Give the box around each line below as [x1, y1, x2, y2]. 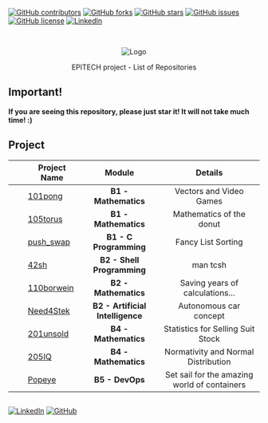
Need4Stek [27, 305, 70, 316]
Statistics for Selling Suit [163, 323, 255, 334]
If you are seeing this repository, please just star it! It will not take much [8, 106, 250, 116]
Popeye [27, 374, 57, 385]
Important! [8, 85, 62, 99]
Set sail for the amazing [164, 369, 254, 380]
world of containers [172, 379, 246, 390]
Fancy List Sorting [175, 236, 243, 247]
